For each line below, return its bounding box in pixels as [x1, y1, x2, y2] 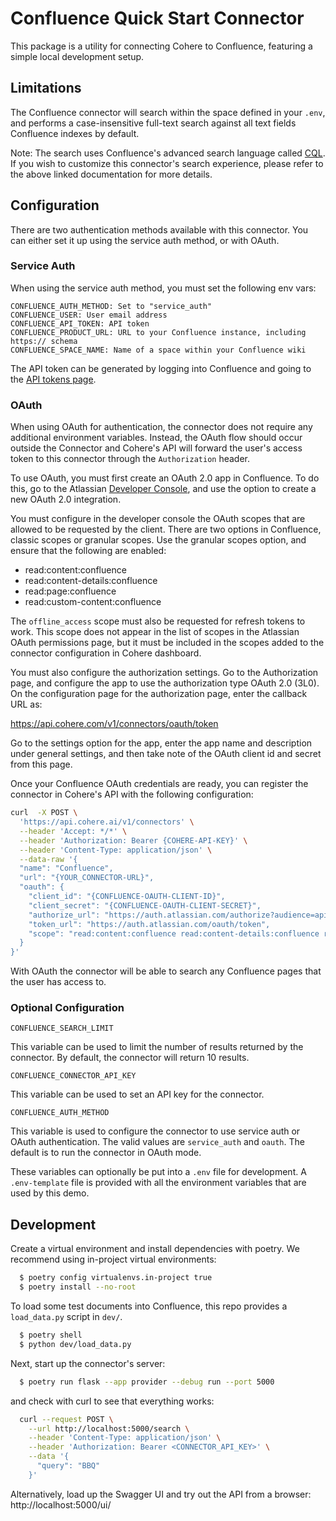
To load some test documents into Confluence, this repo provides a [10, 1300, 288, 1312]
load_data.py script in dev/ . [10, 1311, 123, 1323]
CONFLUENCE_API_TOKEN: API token [10, 318, 150, 329]
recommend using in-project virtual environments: [10, 1253, 217, 1266]
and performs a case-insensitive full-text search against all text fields [10, 117, 297, 129]
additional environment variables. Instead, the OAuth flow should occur [10, 432, 303, 444]
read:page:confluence [24, 585, 117, 597]
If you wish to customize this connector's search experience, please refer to [10, 157, 324, 169]
